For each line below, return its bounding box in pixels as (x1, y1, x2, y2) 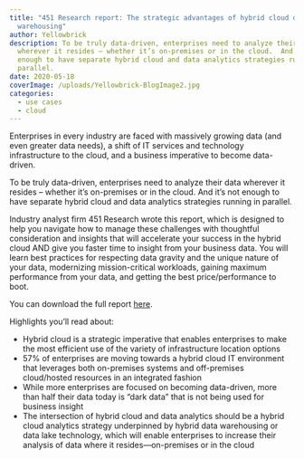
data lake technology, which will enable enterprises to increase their (22, 430, 277, 441)
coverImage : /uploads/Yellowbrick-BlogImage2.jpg (9, 81, 201, 90)
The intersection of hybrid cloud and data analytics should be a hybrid (22, 411, 285, 422)
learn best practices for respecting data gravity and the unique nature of (9, 253, 280, 263)
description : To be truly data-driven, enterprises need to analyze (9, 38, 273, 48)
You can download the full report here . (9, 299, 153, 310)
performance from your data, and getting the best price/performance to (9, 272, 277, 282)
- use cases (17, 97, 63, 107)
